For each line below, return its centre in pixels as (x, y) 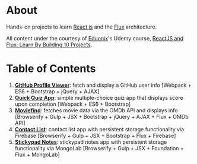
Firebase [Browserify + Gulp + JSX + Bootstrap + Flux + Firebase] (95, 135)
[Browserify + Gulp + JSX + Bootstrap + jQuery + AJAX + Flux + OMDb (101, 116)
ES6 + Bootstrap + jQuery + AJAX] (57, 91)
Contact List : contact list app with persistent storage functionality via (99, 129)
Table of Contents (51, 69)
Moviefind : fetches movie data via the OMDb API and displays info (96, 110)
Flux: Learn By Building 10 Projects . (49, 45)
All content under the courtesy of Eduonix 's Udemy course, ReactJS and (95, 38)
